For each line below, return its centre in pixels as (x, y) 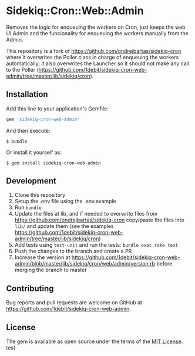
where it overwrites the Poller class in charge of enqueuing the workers (93, 57)
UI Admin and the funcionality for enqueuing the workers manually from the (97, 33)
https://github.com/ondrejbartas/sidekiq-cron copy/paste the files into (100, 220)
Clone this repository (40, 195)
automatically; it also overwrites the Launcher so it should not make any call (98, 63)
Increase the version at (42, 257)
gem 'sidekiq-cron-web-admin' (43, 119)
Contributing (30, 288)
